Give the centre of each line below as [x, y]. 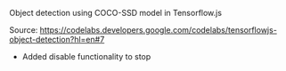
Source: [24, 30]
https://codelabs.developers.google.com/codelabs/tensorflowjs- [159, 30]
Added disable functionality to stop [86, 56]
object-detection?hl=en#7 [57, 39]
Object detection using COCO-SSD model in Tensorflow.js [116, 13]
